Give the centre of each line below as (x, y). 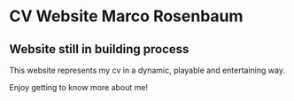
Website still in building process (99, 49)
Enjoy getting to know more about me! (79, 87)
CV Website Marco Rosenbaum (126, 16)
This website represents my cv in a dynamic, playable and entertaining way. (147, 70)
